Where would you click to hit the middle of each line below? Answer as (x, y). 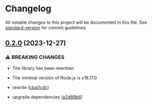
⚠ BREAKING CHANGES (35, 57)
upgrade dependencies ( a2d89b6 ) (48, 97)
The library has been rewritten (43, 68)
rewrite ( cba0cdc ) (31, 87)
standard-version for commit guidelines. (46, 27)
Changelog (28, 9)
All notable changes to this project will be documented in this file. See (76, 22)
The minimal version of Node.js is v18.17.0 (55, 78)
